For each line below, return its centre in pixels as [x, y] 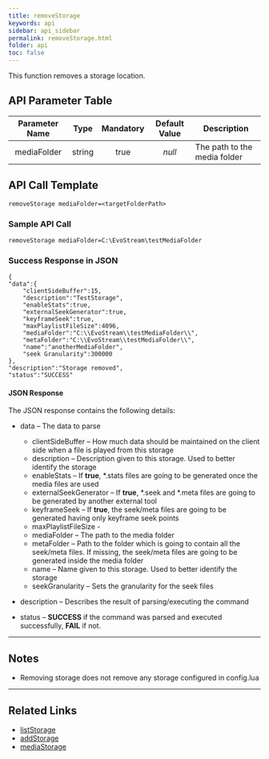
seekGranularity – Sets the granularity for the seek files [122, 586]
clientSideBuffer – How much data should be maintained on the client [146, 442]
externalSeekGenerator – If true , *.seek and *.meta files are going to [144, 492]
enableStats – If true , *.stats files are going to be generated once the [145, 476]
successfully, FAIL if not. [60, 626]
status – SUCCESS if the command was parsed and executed [121, 617]
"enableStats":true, [57, 305]
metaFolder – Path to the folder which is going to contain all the [136, 544]
